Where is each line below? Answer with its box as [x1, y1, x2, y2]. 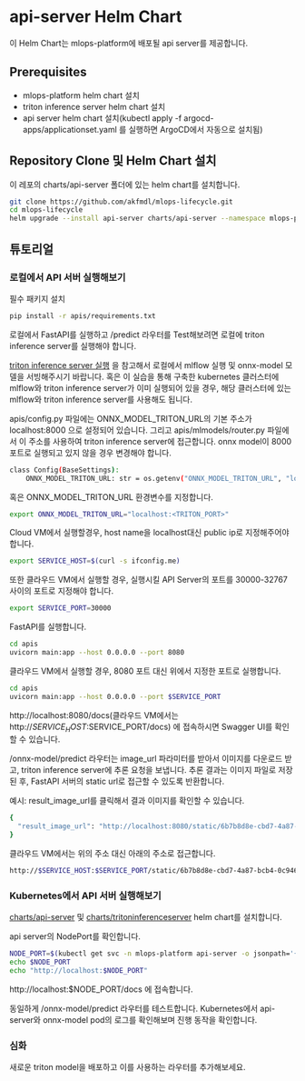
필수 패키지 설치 [9, 293, 66, 304]
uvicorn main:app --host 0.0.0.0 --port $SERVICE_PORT [9, 692, 221, 701]
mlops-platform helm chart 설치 [22, 89, 141, 101]
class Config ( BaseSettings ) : [9, 465, 120, 475]
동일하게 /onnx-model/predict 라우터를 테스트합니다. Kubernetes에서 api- [9, 1003, 275, 1014]
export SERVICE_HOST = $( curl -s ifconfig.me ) [9, 556, 181, 566]
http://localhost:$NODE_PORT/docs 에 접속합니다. [9, 984, 193, 995]
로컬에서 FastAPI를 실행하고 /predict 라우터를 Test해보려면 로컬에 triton [9, 329, 265, 340]
